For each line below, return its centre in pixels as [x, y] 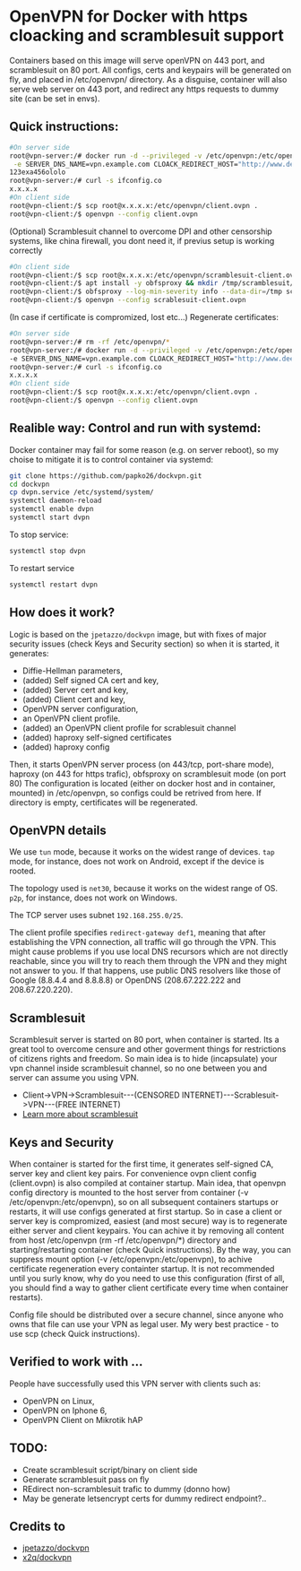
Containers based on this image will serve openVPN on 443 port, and [137, 60]
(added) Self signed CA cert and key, [90, 680]
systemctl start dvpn [50, 517]
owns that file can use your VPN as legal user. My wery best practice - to [144, 1324]
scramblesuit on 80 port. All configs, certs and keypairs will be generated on [150, 70]
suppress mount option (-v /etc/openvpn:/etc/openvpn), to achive [131, 1259]
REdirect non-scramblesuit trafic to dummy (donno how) [126, 1489]
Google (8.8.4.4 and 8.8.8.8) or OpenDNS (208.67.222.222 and [125, 980]
